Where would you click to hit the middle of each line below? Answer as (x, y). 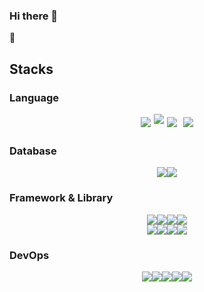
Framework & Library (61, 198)
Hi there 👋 (34, 16)
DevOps (29, 255)
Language (34, 97)
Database (33, 151)
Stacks (31, 69)
